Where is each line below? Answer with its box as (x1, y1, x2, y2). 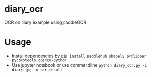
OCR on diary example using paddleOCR (4, 19, 87, 25)
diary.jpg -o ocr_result (11, 67, 63, 72)
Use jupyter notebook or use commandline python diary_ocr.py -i (11, 62, 147, 68)
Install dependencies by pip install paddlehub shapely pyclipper (11, 53, 147, 58)
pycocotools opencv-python (11, 58, 67, 63)
